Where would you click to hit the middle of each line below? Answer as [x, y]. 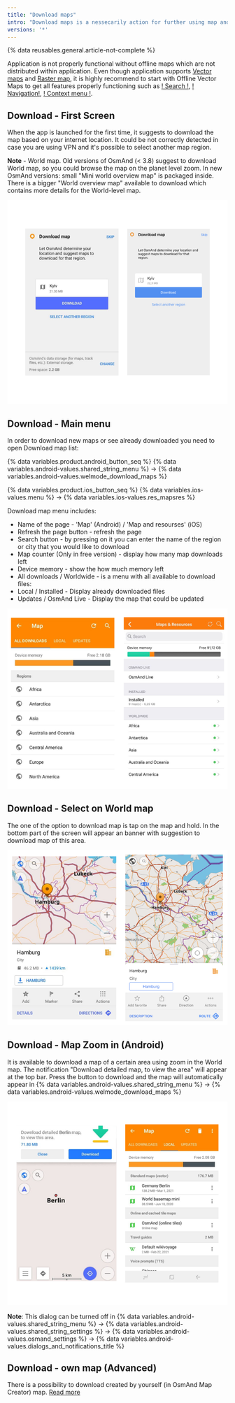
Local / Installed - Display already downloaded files [91, 591]
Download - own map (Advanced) [82, 1368]
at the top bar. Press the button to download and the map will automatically [115, 1076]
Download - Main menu [59, 423]
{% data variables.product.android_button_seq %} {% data [92, 461]
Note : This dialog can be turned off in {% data [74, 1316]
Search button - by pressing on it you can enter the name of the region [119, 539]
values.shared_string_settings [50, 1331]
